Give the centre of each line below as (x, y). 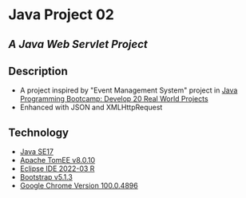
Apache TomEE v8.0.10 (58, 160)
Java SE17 (37, 152)
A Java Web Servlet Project (78, 44)
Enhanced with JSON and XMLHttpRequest (91, 107)
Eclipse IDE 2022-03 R (57, 168)
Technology (39, 132)
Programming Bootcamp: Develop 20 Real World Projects (114, 99)
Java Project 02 (61, 15)
